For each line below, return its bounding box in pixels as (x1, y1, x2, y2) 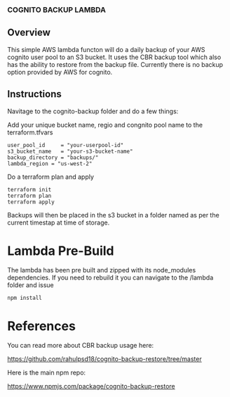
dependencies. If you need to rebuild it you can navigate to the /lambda (7, 273, 214, 282)
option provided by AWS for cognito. (7, 68, 113, 76)
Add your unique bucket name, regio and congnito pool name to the (7, 120, 203, 129)
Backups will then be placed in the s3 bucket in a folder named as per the (7, 210, 219, 219)
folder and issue (7, 281, 54, 289)
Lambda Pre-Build (7, 243, 114, 258)
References (7, 318, 76, 334)
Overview (7, 27, 51, 39)
